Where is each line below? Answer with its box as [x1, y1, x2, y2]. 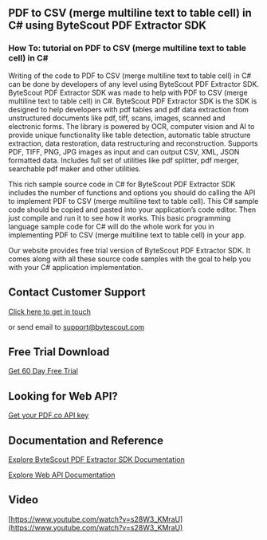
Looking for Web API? [8, 389, 118, 403]
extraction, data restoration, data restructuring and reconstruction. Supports [8, 139, 258, 148]
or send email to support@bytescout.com [8, 322, 145, 331]
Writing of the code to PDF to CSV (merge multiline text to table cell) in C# [8, 71, 252, 80]
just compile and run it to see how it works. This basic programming [8, 213, 231, 222]
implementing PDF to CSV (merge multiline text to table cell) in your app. [8, 230, 246, 240]
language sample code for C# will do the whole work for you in [8, 221, 214, 231]
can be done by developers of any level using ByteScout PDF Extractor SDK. [8, 79, 259, 88]
